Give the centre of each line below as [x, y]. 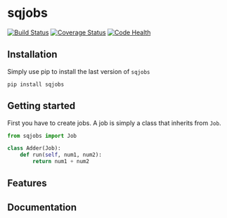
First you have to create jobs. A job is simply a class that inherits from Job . [114, 123]
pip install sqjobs [36, 84]
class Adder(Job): [34, 148]
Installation [32, 54]
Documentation [42, 207]
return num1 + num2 [61, 162]
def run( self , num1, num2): [61, 155]
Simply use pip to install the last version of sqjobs [79, 71]
